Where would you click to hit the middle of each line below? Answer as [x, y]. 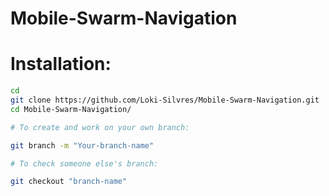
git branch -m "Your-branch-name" [82, 145]
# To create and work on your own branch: [100, 127]
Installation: [61, 64]
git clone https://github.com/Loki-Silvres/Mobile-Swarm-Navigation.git [165, 100]
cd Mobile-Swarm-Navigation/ [71, 109]
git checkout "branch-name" [69, 182]
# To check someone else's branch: [84, 163]
